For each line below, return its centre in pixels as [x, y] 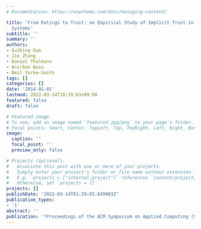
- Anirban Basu [25, 67]
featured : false [26, 100]
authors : [17, 45]
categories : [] [25, 84]
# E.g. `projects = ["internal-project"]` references [77, 178]
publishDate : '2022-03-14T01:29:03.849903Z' [63, 194]
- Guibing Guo [24, 51]
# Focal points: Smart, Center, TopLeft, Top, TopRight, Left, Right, [96, 128]
